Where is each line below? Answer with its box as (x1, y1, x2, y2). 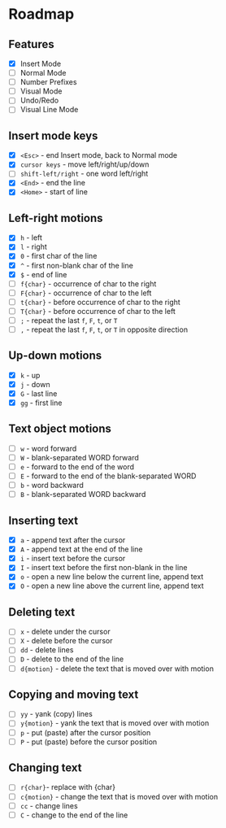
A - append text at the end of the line (20, 544, 143, 554)
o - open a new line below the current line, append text (20, 572, 204, 582)
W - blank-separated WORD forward (20, 452, 140, 462)
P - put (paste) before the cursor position (20, 737, 158, 747)
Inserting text (8, 513, 79, 527)
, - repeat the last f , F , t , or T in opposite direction (20, 325, 189, 334)
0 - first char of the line (20, 251, 98, 261)
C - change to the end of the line (20, 810, 128, 820)
